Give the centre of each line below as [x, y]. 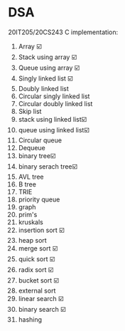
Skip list [30, 111]
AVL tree [31, 177]
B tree [27, 184]
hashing [30, 319]
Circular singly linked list [54, 96]
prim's [28, 214]
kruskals [31, 222]
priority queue [39, 199]
